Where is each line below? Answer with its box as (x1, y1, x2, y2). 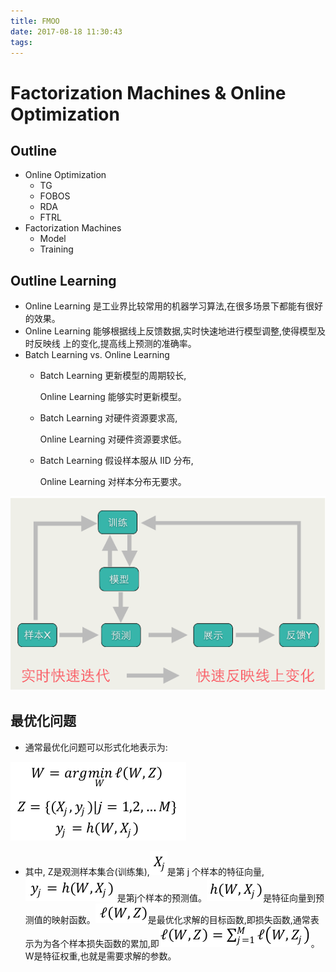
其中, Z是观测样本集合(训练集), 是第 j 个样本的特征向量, (24, 865, 265, 877)
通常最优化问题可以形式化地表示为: (24, 741, 168, 753)
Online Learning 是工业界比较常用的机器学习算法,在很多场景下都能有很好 (24, 300, 323, 312)
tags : (10, 37, 33, 47)
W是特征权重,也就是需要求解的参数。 (24, 950, 177, 962)
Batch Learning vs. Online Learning (24, 349, 170, 361)
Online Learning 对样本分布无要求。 (39, 476, 187, 488)
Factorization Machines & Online (10, 81, 287, 104)
